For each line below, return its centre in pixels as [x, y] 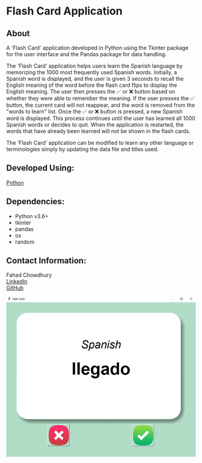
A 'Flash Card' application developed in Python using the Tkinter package [97, 48]
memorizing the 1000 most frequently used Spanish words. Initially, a [92, 72]
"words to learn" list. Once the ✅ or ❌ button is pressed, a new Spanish [95, 112]
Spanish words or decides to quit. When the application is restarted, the [95, 124]
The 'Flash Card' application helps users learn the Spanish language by [95, 66]
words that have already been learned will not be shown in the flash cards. [98, 131]
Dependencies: [35, 202]
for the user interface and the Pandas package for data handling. [87, 54]
